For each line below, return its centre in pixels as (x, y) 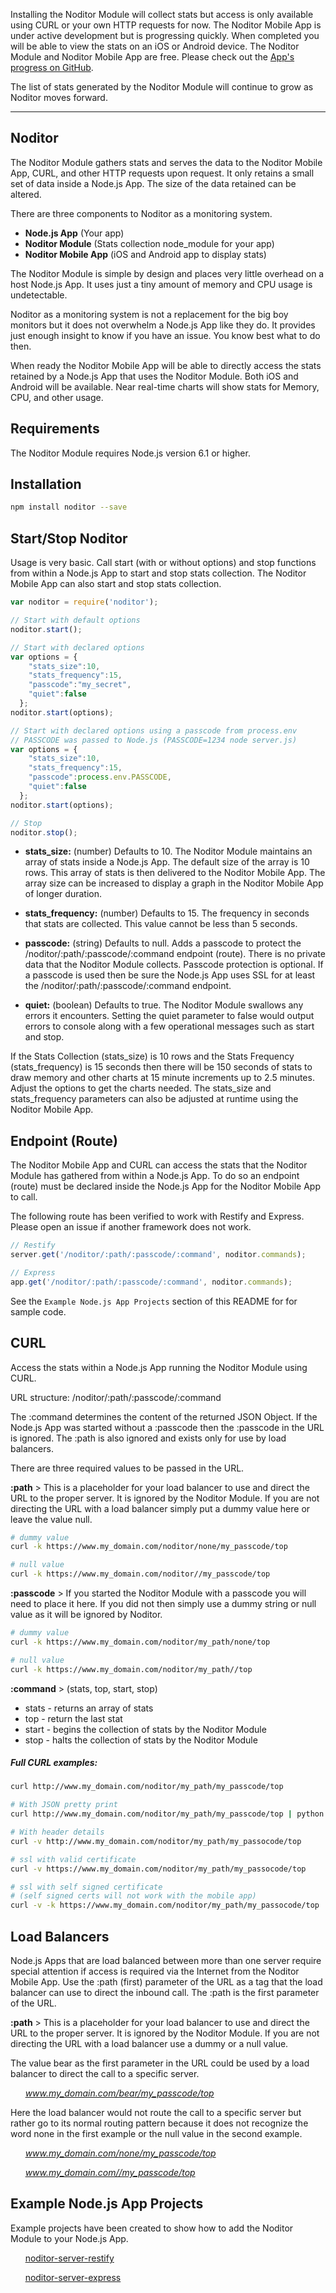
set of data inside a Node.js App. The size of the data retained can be (153, 183)
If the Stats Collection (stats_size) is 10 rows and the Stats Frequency (152, 1056)
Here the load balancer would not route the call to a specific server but (156, 2113)
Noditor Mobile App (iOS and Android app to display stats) (145, 254)
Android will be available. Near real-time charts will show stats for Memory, (165, 386)
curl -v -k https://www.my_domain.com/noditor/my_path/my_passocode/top (165, 1905)
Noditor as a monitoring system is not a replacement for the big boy (149, 314)
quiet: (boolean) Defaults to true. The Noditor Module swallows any (164, 1005)
